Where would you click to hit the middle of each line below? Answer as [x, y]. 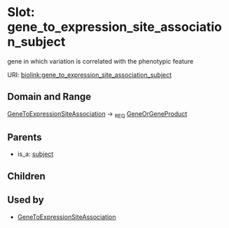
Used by [26, 200]
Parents [25, 137]
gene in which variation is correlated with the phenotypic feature [100, 61]
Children [26, 176]
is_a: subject [35, 154]
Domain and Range [49, 97]
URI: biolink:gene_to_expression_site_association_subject [90, 75]
